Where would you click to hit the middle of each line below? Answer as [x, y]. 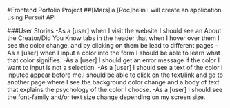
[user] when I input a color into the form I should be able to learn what [121, 53]
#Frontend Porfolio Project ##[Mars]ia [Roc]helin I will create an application [114, 10]
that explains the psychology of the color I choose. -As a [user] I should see [115, 90]
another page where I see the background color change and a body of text [113, 82]
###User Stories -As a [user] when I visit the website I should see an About [114, 31]
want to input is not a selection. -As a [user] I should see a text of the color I [115, 67]
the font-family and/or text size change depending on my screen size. [106, 97]
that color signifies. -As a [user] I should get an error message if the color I [113, 60]
